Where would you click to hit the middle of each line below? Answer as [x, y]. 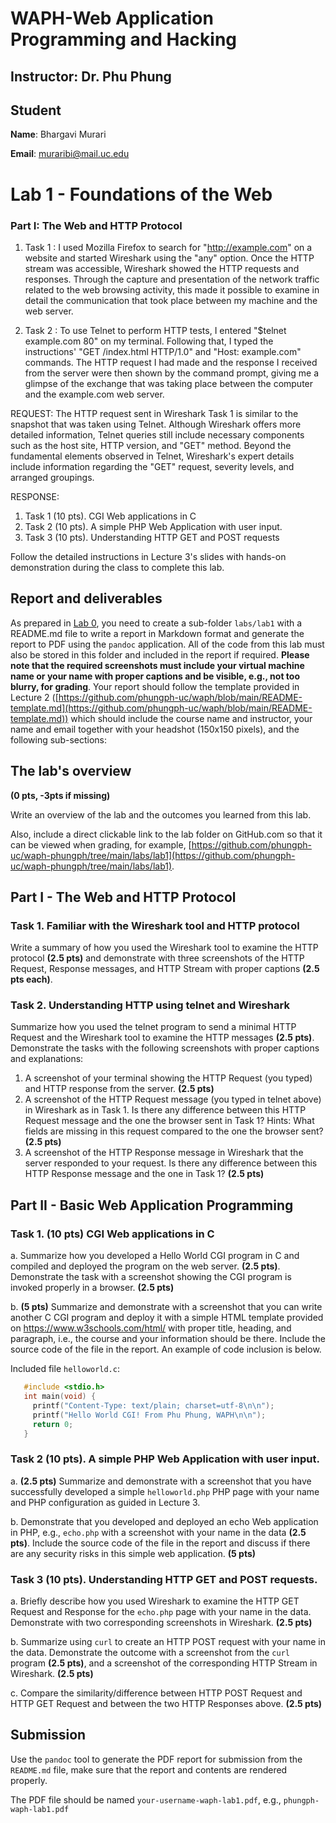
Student [36, 110]
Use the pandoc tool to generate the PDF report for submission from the [156, 1759]
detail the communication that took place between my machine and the [171, 300]
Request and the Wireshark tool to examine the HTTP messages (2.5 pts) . [162, 1038]
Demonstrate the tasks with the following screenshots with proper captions [165, 1048]
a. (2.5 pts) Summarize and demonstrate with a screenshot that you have [161, 1481]
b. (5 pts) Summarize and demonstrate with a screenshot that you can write [166, 1307]
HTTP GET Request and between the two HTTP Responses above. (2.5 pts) [166, 1704]
